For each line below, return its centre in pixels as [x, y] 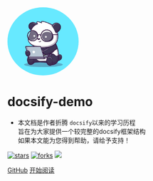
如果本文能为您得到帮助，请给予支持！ [74, 140]
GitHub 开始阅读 [31, 170]
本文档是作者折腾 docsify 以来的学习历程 [76, 122]
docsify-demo [50, 102]
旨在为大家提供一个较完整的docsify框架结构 [81, 131]
